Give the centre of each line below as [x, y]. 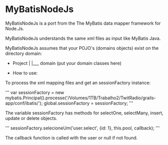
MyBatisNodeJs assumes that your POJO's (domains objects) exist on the [82, 48]
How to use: [25, 73]
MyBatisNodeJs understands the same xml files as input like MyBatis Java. [83, 38]
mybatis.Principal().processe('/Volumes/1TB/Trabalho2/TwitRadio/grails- [81, 98]
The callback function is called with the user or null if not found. [71, 137]
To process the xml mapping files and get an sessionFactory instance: [78, 83]
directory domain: [24, 53]
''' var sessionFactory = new [35, 92]
